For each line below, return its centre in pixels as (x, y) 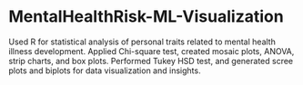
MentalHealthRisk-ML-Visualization (146, 17)
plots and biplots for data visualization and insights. (105, 71)
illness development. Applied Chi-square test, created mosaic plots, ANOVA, (151, 51)
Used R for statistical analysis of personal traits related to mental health (142, 42)
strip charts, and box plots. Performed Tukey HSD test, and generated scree (151, 61)
